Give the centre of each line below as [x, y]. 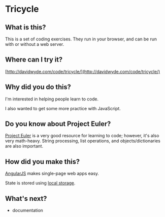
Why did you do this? [38, 87]
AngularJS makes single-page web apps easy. [52, 174]
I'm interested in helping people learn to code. [52, 99]
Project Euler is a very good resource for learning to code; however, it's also [82, 136]
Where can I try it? [34, 60]
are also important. [24, 146]
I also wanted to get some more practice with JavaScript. [63, 108]
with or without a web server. [35, 44]
